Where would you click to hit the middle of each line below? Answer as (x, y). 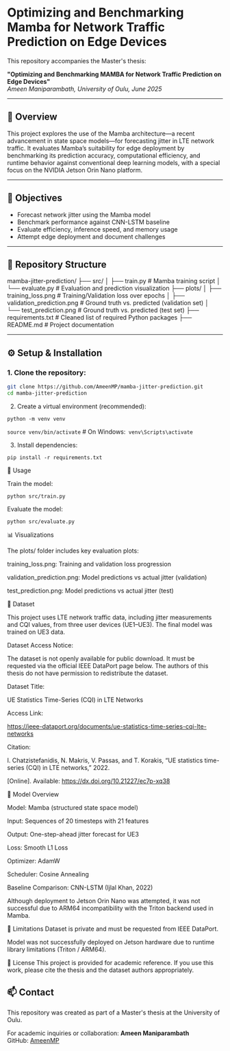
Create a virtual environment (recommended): (81, 406)
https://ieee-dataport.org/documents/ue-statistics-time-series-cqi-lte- (107, 726)
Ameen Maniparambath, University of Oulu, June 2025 (85, 89)
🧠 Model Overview (33, 794)
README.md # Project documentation (61, 325)
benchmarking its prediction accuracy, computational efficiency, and (104, 155)
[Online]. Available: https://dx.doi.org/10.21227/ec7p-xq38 (89, 781)
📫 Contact (31, 992)
